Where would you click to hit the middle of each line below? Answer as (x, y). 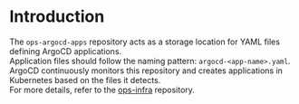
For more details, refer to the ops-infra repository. (102, 90)
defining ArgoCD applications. (66, 51)
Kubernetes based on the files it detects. (85, 80)
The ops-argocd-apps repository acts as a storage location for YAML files (145, 42)
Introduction (57, 17)
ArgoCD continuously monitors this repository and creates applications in (146, 71)
